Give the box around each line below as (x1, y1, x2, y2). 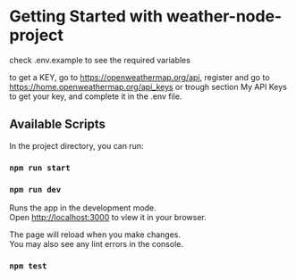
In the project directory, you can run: (9, 140, 144, 151)
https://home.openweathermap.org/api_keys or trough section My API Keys (9, 81, 288, 92)
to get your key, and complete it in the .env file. (9, 91, 182, 102)
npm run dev (9, 185, 62, 194)
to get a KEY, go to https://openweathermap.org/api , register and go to (9, 71, 270, 82)
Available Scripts (9, 117, 106, 132)
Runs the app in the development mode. (9, 202, 156, 213)
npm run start (9, 162, 71, 173)
